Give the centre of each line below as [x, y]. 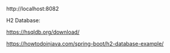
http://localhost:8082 [33, 9]
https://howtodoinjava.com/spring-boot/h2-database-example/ [85, 44]
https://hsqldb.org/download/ [43, 32]
